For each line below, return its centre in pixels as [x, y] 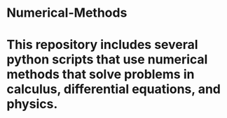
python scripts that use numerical [107, 60]
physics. [32, 104]
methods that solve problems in [101, 74]
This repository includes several [102, 45]
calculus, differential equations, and [114, 89]
